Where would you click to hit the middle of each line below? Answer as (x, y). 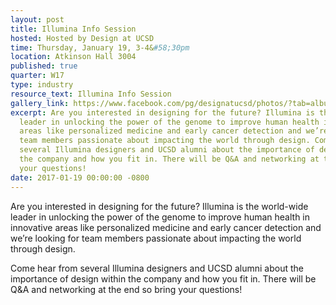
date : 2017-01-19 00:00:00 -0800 (80, 177)
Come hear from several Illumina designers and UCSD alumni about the (157, 268)
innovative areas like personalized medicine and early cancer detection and (166, 227)
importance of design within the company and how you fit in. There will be (163, 278)
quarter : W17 (37, 76)
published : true (44, 66)
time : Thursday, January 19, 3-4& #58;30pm (100, 47)
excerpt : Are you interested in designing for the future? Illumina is (162, 112)
